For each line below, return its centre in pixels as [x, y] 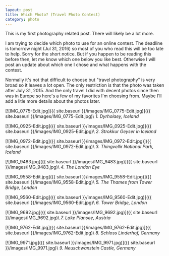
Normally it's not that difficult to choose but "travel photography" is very [80, 80]
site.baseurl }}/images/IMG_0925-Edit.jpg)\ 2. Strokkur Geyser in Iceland [81, 132]
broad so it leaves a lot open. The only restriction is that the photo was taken [85, 85]
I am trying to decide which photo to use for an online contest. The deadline [84, 43]
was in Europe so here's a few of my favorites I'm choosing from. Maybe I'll [83, 96]
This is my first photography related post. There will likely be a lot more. [80, 34]
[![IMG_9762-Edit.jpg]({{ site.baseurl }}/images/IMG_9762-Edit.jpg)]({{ [78, 228]
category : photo [22, 19]
